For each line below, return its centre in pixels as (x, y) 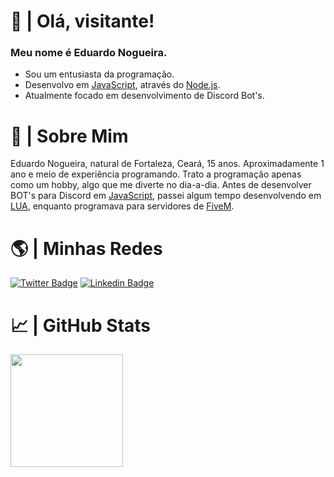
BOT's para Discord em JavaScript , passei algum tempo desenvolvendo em (166, 196)
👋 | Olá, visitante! (82, 21)
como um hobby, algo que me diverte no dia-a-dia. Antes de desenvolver (161, 185)
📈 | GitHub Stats (81, 325)
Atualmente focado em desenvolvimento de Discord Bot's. (144, 96)
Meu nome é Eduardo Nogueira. (89, 53)
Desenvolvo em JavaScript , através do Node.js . (122, 85)
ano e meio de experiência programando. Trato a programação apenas (156, 174)
